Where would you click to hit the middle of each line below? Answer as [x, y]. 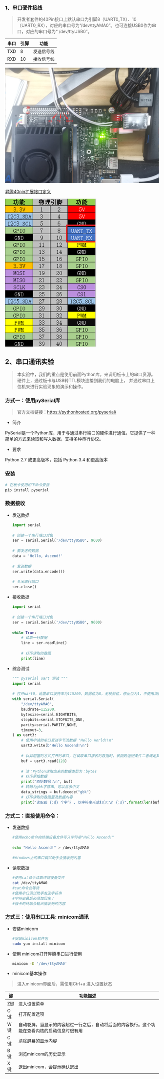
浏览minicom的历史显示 [42, 1054]
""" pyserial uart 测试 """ [40, 678]
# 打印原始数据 [34, 777]
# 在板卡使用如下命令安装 [27, 485]
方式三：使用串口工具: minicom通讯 [47, 917]
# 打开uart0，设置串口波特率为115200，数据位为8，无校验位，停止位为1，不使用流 [85, 694]
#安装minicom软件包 [30, 938]
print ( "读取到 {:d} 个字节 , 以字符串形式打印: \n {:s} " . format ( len [86, 802]
